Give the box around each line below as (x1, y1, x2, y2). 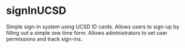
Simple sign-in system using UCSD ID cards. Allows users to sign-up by (6, 23, 180, 30)
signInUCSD (6, 4, 66, 17)
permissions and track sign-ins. (6, 35, 83, 42)
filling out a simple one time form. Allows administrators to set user (6, 29, 168, 36)
